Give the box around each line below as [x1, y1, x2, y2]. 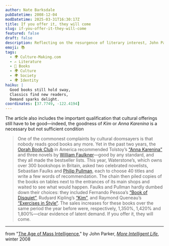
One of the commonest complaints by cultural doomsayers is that [17, 136, 153, 142]
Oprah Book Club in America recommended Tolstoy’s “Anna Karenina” [17, 146, 162, 153]
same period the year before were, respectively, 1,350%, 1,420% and [17, 206, 161, 212]
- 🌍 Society [10, 73, 36, 78]
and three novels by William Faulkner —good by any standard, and [17, 152, 154, 158]
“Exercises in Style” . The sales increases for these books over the [17, 200, 154, 206]
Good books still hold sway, [10, 87, 71, 92]
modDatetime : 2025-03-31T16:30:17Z [5, 17, 80, 22]
